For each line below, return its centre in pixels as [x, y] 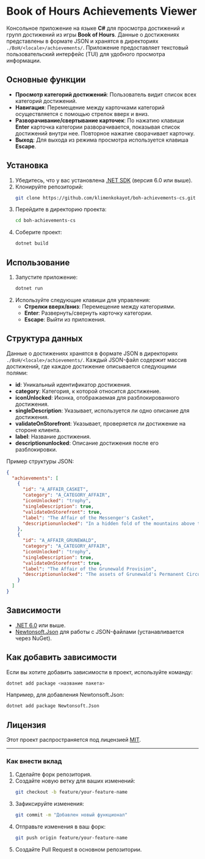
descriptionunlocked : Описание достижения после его [87, 443]
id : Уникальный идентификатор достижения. [73, 384]
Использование [38, 263]
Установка [27, 166]
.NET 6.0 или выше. [40, 625]
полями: [17, 373]
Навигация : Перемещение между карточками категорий [90, 107]
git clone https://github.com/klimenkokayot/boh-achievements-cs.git [106, 198]
